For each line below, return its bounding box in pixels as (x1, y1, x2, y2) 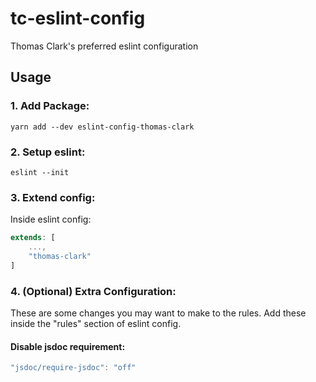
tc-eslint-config (10, 7, 146, 30)
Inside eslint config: (10, 213, 92, 226)
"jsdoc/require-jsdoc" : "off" (10, 363, 137, 373)
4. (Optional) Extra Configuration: (10, 284, 177, 298)
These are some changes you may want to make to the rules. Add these (10, 307, 307, 319)
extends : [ (10, 233, 56, 243)
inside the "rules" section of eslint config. (10, 318, 182, 330)
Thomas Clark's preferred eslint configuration (10, 40, 199, 52)
